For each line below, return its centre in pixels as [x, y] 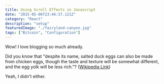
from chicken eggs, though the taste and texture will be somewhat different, [82, 62]
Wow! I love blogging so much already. [44, 47]
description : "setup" [27, 23]
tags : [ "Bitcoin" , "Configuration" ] [43, 33]
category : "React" [24, 19]
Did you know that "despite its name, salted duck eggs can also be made [79, 56]
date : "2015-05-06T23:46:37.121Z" [41, 14]
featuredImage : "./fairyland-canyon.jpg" [48, 28]
